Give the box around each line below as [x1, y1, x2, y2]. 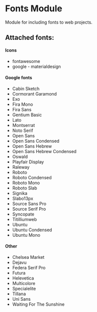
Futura [12, 270, 26, 276]
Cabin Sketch [12, 86, 40, 92]
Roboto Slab [12, 185, 37, 191]
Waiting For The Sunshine [12, 301, 65, 307]
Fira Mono [12, 101, 33, 107]
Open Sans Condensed [12, 138, 60, 144]
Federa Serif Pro [12, 264, 46, 271]
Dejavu [12, 259, 27, 265]
